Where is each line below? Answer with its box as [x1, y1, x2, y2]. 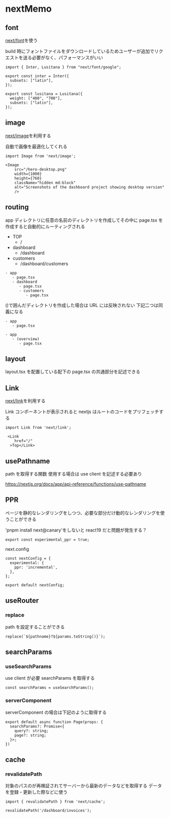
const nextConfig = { [5, 556, 51, 561]
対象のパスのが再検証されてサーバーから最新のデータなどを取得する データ [5, 783, 162, 789]
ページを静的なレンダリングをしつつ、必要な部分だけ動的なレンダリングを [5, 510, 161, 516]
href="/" [14, 438, 33, 444]
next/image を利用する [5, 133, 51, 139]
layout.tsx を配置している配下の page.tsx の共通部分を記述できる [5, 369, 141, 375]
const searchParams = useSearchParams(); [5, 685, 94, 690]
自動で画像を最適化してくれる [5, 143, 67, 149]
